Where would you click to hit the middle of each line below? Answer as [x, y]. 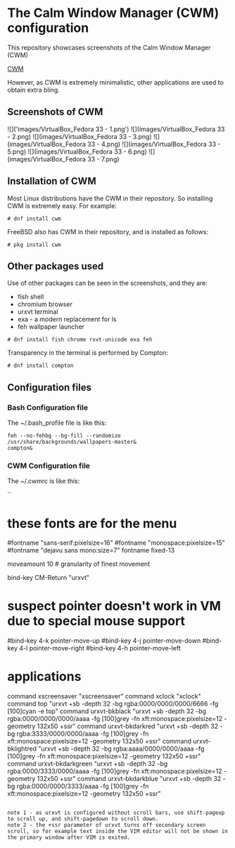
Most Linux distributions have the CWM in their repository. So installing [110, 198]
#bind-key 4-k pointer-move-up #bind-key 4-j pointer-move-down [104, 641]
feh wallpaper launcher [51, 327]
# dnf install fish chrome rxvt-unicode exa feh [80, 340]
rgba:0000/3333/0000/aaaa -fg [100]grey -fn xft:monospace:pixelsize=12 [115, 771]
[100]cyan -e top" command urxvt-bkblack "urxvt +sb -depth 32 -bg [107, 711]
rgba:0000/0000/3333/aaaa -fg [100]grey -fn [83, 786]
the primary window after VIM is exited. [69, 837]
